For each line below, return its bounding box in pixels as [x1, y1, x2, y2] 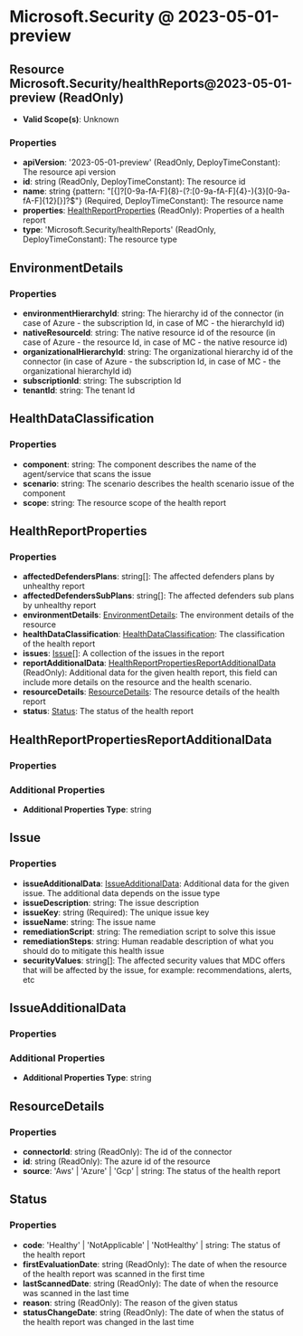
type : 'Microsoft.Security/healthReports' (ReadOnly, [22, 224, 217, 235]
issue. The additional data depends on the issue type [22, 887, 221, 898]
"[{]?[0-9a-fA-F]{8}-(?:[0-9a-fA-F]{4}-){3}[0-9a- [107, 186, 291, 196]
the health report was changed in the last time [22, 1316, 194, 1327]
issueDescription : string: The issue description [22, 897, 200, 908]
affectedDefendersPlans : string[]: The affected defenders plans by [22, 571, 275, 582]
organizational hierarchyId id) [22, 365, 133, 377]
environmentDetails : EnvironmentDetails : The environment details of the [22, 609, 295, 621]
